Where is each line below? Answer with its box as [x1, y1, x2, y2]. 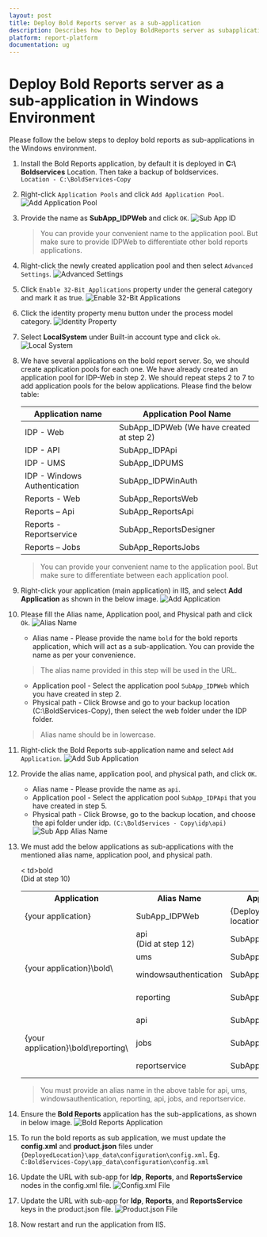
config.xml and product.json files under [20, 1142, 154, 1151]
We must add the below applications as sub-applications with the [20, 842, 235, 852]
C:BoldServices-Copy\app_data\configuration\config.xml [20, 1159, 209, 1166]
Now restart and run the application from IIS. [20, 1220, 166, 1229]
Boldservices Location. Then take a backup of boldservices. [20, 167, 219, 177]
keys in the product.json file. [20, 1205, 113, 1214]
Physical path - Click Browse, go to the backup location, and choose [32, 810, 256, 819]
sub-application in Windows [9, 92, 199, 110]
